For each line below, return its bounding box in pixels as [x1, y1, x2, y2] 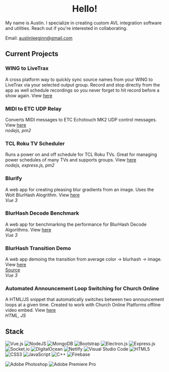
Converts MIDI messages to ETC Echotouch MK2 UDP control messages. [5, 116, 157, 122]
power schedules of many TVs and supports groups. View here [5, 157, 137, 163]
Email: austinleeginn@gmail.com [5, 35, 73, 41]
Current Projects [5, 50, 59, 58]
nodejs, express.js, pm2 [5, 162, 55, 169]
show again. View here [5, 92, 53, 99]
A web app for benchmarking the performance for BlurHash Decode [5, 221, 147, 227]
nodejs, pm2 [5, 127, 31, 133]
